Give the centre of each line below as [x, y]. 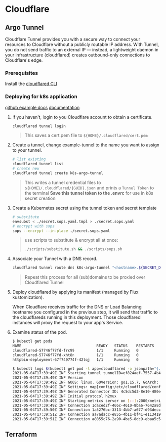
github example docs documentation [42, 107]
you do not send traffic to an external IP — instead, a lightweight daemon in [82, 50]
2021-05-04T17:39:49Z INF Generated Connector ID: [65, 392]
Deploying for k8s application [41, 96]
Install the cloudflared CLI [31, 84]
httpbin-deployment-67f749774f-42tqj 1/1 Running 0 [75, 359]
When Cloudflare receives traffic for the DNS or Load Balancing [77, 307]
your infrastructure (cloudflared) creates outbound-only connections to [78, 55]
